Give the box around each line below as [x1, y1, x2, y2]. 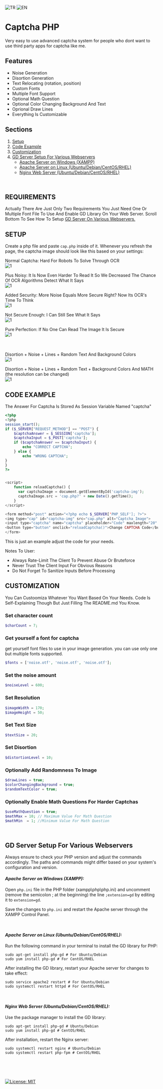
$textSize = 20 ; [5, 733, 38, 738]
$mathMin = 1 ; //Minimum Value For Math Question [5, 818, 110, 823]
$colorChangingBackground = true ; [5, 782, 75, 787]
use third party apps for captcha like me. [5, 43, 86, 49]
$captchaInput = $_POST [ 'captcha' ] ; [14, 436, 88, 441]
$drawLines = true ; [5, 778, 45, 783]
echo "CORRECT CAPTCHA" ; [22, 444, 73, 450]
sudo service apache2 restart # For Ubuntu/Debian [5, 979, 110, 984]
